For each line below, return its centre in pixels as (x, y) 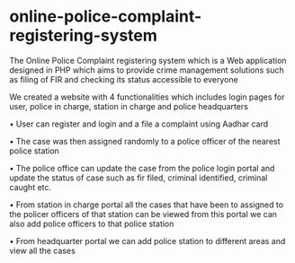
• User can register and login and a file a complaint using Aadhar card (139, 124)
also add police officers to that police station (92, 224)
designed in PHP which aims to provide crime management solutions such (147, 70)
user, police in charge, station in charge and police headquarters (129, 106)
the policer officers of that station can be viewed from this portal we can (143, 214)
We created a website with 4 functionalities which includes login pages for (147, 97)
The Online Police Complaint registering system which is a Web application (148, 60)
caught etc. (31, 187)
